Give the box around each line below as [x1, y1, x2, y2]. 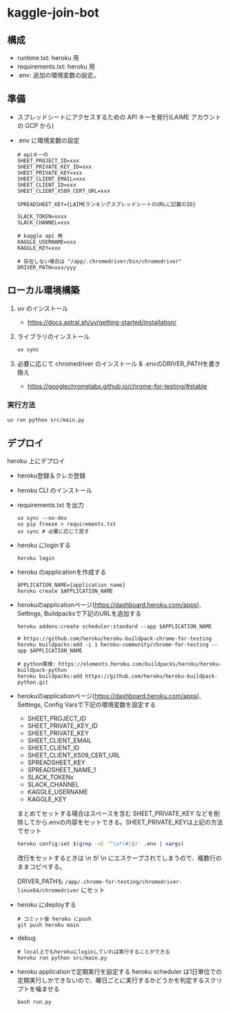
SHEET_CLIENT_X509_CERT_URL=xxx [17, 187, 110, 194]
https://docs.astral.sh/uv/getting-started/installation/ [27, 318, 177, 326]
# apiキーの [17, 151, 49, 158]
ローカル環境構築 [7, 285, 80, 297]
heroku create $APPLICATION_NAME [17, 588, 114, 595]
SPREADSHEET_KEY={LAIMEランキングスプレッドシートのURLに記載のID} [17, 200, 196, 208]
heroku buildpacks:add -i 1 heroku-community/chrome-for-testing [17, 641, 209, 648]
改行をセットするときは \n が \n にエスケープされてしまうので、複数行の [17, 854, 222, 862]
